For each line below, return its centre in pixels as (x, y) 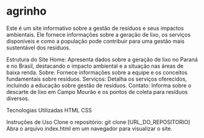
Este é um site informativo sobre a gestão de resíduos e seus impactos (95, 28)
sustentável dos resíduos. (39, 48)
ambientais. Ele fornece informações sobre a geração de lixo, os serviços (98, 34)
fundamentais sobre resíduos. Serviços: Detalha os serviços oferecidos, (97, 79)
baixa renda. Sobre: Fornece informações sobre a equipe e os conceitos (97, 72)
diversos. (18, 98)
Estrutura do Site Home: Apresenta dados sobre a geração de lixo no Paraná (102, 59)
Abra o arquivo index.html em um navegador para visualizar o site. (89, 128)
